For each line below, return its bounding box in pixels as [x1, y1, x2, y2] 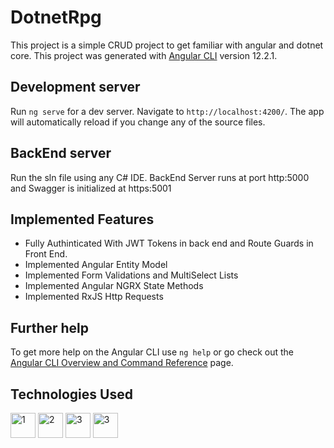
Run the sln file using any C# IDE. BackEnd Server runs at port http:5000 [10, 171, 310, 183]
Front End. [24, 248, 68, 260]
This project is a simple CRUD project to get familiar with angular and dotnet [10, 39, 324, 51]
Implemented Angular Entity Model [24, 259, 168, 271]
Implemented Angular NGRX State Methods [24, 280, 204, 292]
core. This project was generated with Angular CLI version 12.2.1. [10, 49, 278, 61]
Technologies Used [10, 386, 133, 403]
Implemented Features [10, 211, 155, 228]
